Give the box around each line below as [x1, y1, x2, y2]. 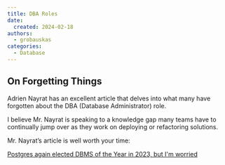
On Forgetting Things [7, 75, 102, 88]
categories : [7, 43, 42, 50]
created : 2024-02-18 [13, 23, 74, 30]
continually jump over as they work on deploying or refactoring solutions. [7, 122, 219, 131]
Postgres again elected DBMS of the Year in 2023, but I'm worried [7, 150, 198, 158]
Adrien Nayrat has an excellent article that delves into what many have [7, 94, 211, 103]
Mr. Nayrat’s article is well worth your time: [7, 136, 131, 145]
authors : [7, 29, 33, 37]
